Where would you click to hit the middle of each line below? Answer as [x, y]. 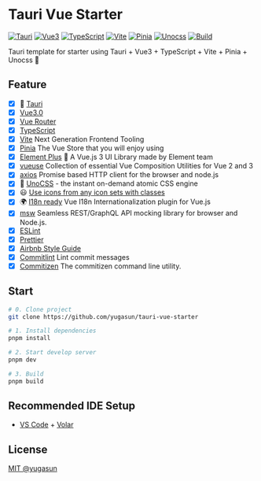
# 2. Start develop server [52, 353]
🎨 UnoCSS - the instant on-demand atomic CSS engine [108, 183]
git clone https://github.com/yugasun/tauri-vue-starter [103, 316]
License [28, 449]
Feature [28, 85]
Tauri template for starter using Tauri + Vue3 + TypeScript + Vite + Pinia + [128, 51]
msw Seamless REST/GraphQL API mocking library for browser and [129, 213]
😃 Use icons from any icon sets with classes [92, 192]
